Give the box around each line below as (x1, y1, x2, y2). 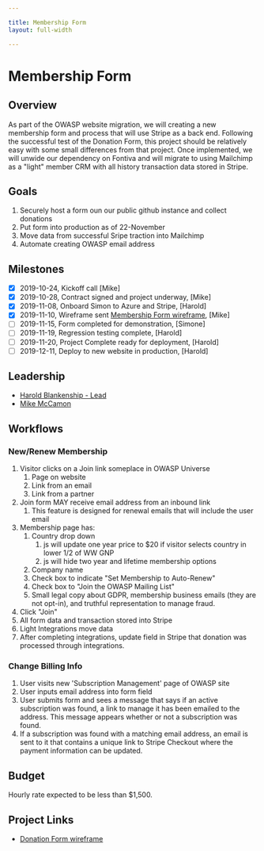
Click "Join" (19, 608, 58, 617)
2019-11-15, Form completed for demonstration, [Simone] (19, 319, 206, 329)
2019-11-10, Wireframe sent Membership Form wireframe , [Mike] (19, 310, 231, 320)
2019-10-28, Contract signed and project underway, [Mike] (19, 293, 212, 302)
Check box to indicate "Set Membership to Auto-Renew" (31, 573, 216, 583)
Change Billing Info (8, 661, 83, 672)
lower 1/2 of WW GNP (43, 548, 115, 558)
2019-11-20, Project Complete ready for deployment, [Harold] (19, 337, 220, 347)
